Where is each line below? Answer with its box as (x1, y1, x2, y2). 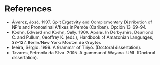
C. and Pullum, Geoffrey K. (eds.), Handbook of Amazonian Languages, (11, 34, 154, 40)
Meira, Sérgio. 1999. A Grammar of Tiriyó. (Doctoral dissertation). (11, 44, 142, 50)
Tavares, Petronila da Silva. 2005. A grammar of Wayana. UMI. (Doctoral (11, 49, 156, 55)
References (4, 3, 52, 14)
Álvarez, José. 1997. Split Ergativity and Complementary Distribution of (11, 19, 153, 25)
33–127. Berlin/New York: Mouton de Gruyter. (11, 39, 102, 45)
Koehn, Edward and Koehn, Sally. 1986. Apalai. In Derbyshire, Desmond (11, 29, 154, 35)
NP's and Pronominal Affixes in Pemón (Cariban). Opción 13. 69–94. (11, 24, 147, 30)
